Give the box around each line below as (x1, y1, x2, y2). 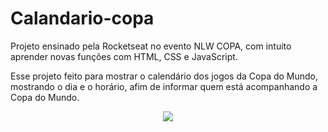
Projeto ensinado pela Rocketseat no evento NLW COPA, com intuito (10, 40, 292, 52)
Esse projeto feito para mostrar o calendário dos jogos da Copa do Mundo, (10, 70, 319, 82)
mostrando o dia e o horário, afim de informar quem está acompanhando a (10, 80, 318, 92)
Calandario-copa (10, 7, 155, 30)
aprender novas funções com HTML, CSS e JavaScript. (10, 50, 238, 62)
